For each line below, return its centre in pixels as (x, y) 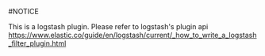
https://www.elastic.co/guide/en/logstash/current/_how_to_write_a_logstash (132, 35)
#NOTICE (24, 11)
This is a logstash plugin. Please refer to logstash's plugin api (108, 26)
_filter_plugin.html (37, 43)
